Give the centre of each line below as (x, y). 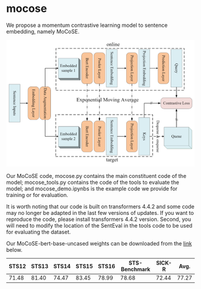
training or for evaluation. (37, 195)
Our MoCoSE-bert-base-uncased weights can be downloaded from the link (99, 243)
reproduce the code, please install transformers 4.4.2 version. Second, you (99, 219)
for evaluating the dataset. (39, 232)
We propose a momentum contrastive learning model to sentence (87, 25)
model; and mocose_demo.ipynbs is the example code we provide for (92, 188)
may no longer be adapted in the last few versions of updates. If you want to (100, 213)
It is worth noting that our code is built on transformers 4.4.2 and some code (100, 206)
